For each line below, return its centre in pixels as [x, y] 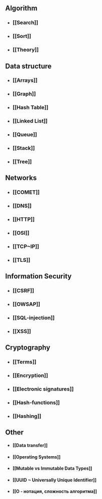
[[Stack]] [24, 148]
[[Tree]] [22, 162]
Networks [21, 178]
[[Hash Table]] [30, 107]
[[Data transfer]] [30, 445]
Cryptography [28, 348]
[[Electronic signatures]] [43, 389]
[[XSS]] [22, 331]
